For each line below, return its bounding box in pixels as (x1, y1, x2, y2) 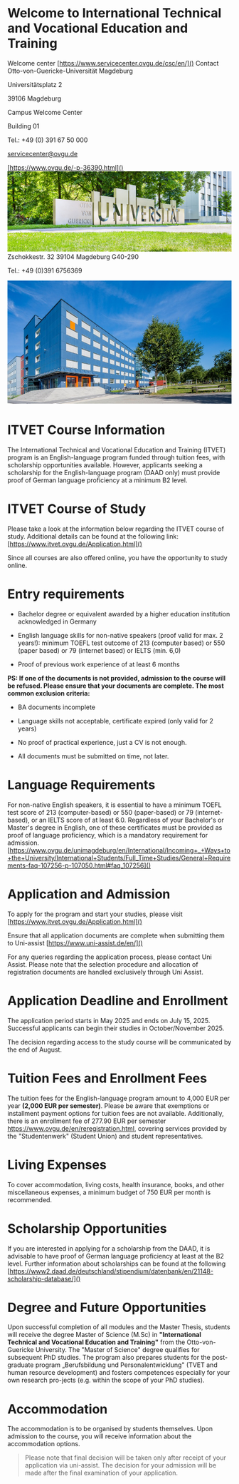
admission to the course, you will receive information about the (7, 1432, 192, 1440)
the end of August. (7, 1045, 63, 1054)
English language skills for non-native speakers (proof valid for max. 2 (17, 631, 223, 639)
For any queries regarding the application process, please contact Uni (7, 952, 212, 961)
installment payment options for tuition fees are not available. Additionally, (7, 1109, 224, 1117)
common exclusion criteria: (7, 688, 90, 697)
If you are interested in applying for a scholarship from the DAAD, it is (7, 1244, 211, 1253)
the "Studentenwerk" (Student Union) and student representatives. (7, 1132, 203, 1140)
